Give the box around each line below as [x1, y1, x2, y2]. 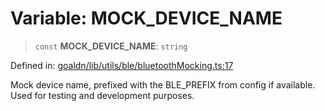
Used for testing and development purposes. [10, 89, 195, 101]
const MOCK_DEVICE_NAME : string [34, 40, 188, 52]
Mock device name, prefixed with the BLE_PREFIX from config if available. [10, 78, 316, 91]
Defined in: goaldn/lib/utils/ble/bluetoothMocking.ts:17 [10, 59, 234, 71]
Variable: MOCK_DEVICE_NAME [10, 7, 283, 30]
